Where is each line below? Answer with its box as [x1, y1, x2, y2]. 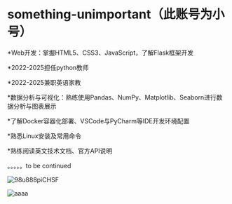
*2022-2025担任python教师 [7, 63, 89, 72]
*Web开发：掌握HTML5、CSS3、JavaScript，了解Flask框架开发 [7, 48, 194, 57]
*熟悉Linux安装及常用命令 [7, 131, 82, 140]
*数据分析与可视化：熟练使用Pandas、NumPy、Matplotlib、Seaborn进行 [7, 93, 217, 102]
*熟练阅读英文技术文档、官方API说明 [7, 147, 113, 155]
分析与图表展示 [13, 102, 57, 110]
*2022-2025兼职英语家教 [7, 78, 81, 86]
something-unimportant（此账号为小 [7, 6, 225, 22]
